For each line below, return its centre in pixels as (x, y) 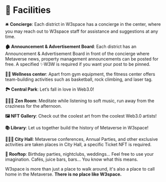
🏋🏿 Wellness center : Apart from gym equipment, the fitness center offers (80, 74)
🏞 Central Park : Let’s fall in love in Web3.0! (50, 89)
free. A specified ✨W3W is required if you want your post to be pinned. (78, 64)
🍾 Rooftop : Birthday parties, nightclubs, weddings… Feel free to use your (80, 154)
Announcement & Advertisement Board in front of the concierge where (77, 54)
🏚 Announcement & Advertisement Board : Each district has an (71, 46)
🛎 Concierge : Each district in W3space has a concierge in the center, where (83, 24)
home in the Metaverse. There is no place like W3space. (63, 174)
